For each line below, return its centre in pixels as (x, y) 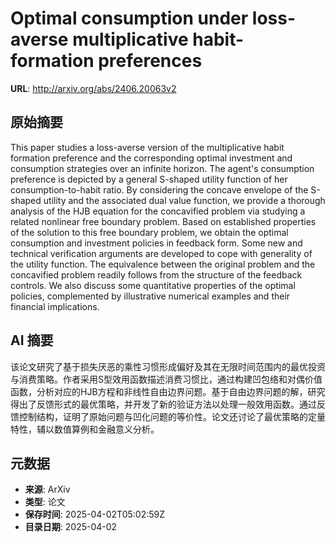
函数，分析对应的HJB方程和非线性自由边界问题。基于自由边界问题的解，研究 (168, 391)
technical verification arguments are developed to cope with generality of (161, 253)
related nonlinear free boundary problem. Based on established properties (163, 221)
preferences (150, 61)
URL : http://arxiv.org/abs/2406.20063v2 (93, 88)
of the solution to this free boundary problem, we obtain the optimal (149, 232)
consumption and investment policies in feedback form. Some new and (156, 243)
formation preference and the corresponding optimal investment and (151, 158)
